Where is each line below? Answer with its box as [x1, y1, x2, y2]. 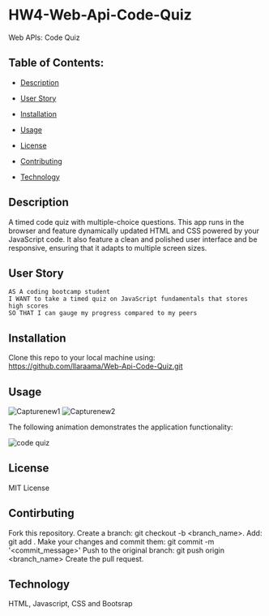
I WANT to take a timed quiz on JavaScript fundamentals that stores [8, 295, 249, 304]
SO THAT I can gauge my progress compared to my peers [8, 309, 198, 317]
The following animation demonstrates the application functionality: [8, 422, 233, 432]
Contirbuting [8, 506, 75, 520]
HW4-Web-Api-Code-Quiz [8, 6, 192, 24]
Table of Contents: [8, 56, 105, 70]
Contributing [19, 156, 62, 166]
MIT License [8, 483, 50, 493]
